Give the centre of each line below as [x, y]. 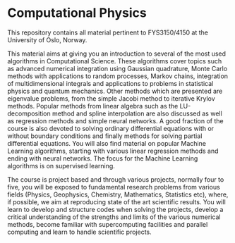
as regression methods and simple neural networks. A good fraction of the [115, 120]
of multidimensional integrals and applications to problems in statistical [110, 83]
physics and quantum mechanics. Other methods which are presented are [115, 91]
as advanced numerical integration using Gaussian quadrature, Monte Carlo [117, 68]
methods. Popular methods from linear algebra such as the [93, 106]
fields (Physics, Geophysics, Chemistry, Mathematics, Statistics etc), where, [118, 194]
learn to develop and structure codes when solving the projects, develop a [115, 209]
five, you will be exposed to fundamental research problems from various [114, 187]
